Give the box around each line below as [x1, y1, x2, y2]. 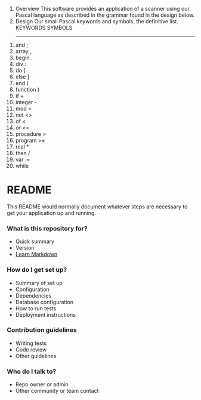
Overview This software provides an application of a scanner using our [15, 5, 190, 12]
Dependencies [15, 292, 52, 299]
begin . [15, 54, 33, 61]
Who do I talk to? [7, 367, 57, 375]
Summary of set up [15, 279, 63, 286]
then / [15, 150, 30, 156]
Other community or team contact [15, 387, 99, 395]
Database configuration [15, 298, 74, 305]
